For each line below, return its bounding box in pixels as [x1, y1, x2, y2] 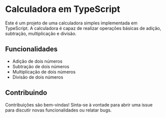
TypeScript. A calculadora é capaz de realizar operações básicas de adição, [5, 25, 162, 31]
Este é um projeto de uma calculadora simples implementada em [5, 20, 138, 26]
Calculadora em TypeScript [5, 3, 120, 15]
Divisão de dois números [12, 74, 64, 80]
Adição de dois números [12, 58, 63, 64]
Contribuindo [5, 89, 47, 97]
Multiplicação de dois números [12, 69, 76, 75]
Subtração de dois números [12, 63, 70, 69]
